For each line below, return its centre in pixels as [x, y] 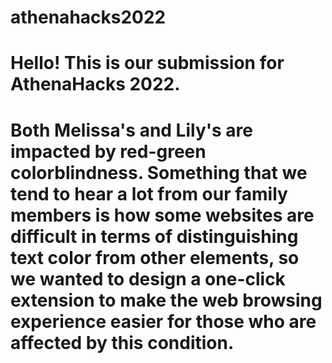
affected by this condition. [122, 342]
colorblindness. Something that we [159, 172]
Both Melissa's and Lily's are [131, 130]
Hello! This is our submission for [147, 63]
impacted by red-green [108, 151]
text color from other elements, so [155, 257]
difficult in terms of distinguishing [154, 236]
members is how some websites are [162, 215]
